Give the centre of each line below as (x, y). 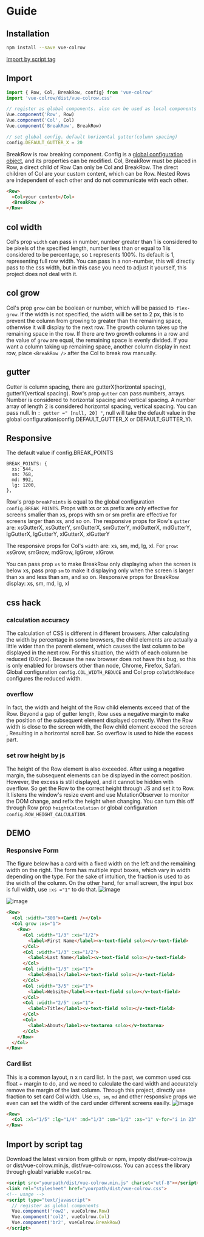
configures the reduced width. (44, 679)
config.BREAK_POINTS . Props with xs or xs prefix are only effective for (92, 508)
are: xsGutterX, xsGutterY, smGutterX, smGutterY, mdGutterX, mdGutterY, (99, 528)
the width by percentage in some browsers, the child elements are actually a (102, 640)
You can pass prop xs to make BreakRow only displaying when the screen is (101, 564)
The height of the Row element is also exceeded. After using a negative (96, 769)
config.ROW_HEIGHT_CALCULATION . (46, 814)
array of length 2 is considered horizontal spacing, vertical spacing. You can (102, 406)
